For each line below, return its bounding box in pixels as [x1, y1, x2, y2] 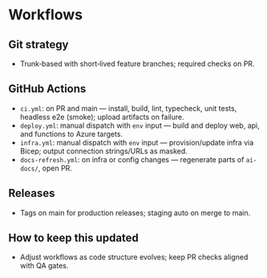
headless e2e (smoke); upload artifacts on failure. [19, 112, 184, 121]
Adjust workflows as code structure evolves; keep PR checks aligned [19, 252, 249, 262]
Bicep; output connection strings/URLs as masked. [19, 146, 188, 156]
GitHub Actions [8, 82, 87, 96]
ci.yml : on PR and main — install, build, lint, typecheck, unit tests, [19, 103, 237, 113]
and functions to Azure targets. [19, 129, 123, 138]
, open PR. [38, 163, 72, 173]
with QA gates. [19, 261, 69, 271]
